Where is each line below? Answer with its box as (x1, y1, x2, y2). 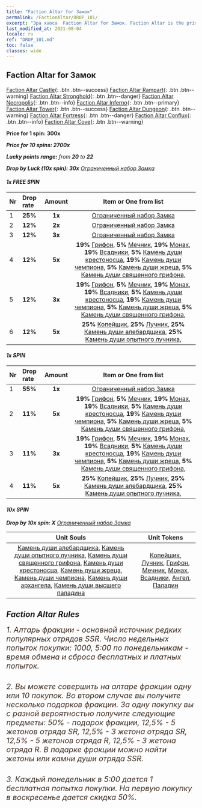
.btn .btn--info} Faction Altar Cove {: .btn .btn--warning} (6, 118, 144, 125)
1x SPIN (6, 352, 26, 359)
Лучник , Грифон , (141, 559, 190, 567)
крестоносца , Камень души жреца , (19, 566, 123, 574)
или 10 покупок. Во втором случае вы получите (6, 690, 182, 700)
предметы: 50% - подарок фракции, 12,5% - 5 (6, 717, 176, 728)
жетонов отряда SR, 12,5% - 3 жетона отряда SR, (6, 726, 188, 737)
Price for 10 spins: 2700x (6, 141, 70, 148)
